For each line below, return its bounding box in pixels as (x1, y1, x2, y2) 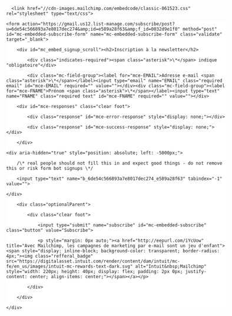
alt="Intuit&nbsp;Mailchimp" (135, 264, 207, 269)
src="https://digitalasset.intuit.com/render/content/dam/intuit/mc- (6, 258, 181, 264)
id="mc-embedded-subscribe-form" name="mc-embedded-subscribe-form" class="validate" (6, 31, 223, 37)
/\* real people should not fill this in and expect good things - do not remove (16, 160, 223, 166)
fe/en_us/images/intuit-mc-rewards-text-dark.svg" (6, 264, 133, 269)
